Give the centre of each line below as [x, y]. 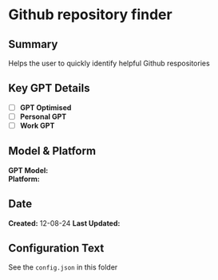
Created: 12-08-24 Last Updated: [64, 223]
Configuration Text [56, 248]
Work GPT [37, 125]
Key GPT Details [49, 88]
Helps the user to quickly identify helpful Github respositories [109, 63]
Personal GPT [43, 116]
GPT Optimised [46, 107]
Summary [33, 44]
